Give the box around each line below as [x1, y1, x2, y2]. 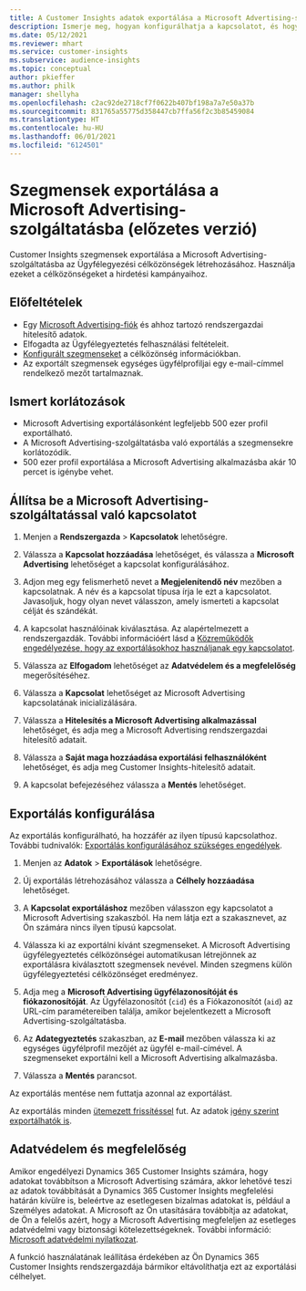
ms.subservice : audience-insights [9, 56, 141, 65]
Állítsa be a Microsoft [9, 493, 133, 508]
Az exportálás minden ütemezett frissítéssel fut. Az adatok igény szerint [9, 1105, 280, 1116]
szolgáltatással [9, 507, 98, 523]
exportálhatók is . [9, 1115, 73, 1126]
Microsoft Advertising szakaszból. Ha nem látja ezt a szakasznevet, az [22, 911, 288, 922]
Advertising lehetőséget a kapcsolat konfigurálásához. [22, 558, 229, 570]
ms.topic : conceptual [9, 65, 92, 74]
